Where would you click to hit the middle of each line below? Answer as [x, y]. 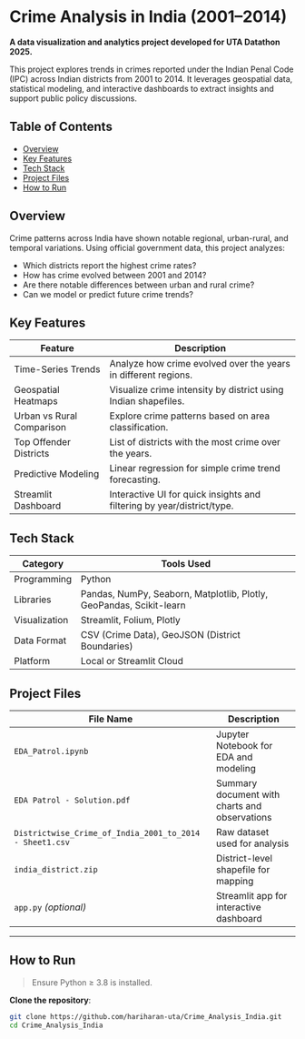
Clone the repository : [50, 1000]
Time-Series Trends [57, 369]
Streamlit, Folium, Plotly [130, 620]
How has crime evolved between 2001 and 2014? [114, 275]
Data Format [40, 641]
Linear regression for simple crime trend [195, 469]
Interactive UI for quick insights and [185, 495]
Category [43, 564]
